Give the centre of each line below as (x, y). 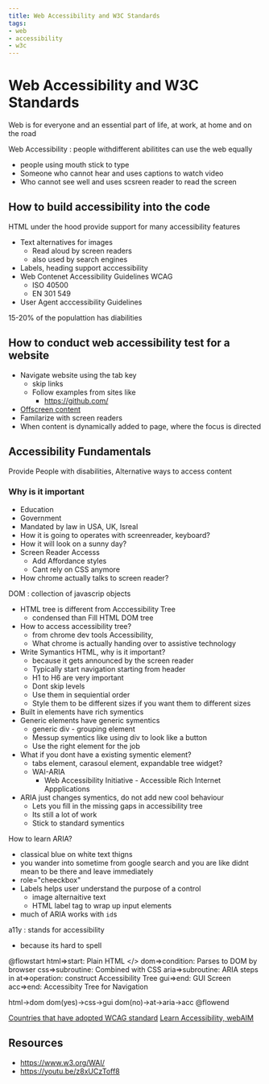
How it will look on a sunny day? (73, 544)
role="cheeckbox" (50, 879)
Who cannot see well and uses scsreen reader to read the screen (128, 182)
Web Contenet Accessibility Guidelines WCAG (96, 276)
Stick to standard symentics (78, 823)
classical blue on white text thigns (76, 854)
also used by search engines (80, 259)
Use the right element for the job (86, 746)
